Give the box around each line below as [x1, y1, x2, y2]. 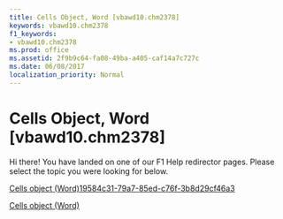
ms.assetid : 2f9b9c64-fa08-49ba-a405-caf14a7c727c [9, 54, 200, 63]
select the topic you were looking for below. [9, 165, 169, 177]
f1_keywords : [9, 29, 57, 38]
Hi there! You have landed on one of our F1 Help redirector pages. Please [9, 156, 275, 167]
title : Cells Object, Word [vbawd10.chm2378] [9, 12, 180, 22]
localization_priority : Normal [9, 71, 125, 79]
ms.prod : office [9, 46, 69, 55]
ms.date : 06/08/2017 [9, 63, 86, 72]
